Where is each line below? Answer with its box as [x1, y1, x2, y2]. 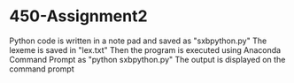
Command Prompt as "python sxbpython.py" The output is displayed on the [9, 54, 286, 64]
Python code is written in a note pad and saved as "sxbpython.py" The [9, 35, 267, 46]
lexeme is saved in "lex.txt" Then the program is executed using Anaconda [9, 44, 282, 55]
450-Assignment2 [9, 6, 148, 26]
